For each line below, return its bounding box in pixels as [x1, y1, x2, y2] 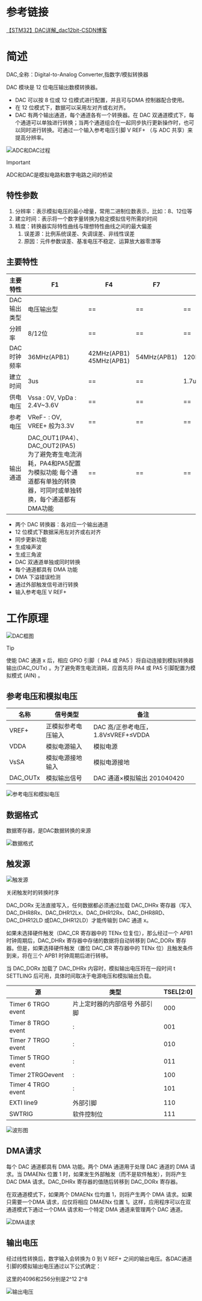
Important [6, 159, 31, 166]
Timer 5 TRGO [9, 1053, 50, 1061]
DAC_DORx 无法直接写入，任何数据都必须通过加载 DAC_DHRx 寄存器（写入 [6, 901, 192, 909]
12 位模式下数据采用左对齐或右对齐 [14, 528, 101, 535]
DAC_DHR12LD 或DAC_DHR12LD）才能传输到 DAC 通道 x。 [6, 916, 152, 924]
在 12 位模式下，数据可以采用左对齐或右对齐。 [14, 103, 129, 111]
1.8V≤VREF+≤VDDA [93, 731, 150, 739]
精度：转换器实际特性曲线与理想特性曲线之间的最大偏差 [14, 222, 152, 230]
